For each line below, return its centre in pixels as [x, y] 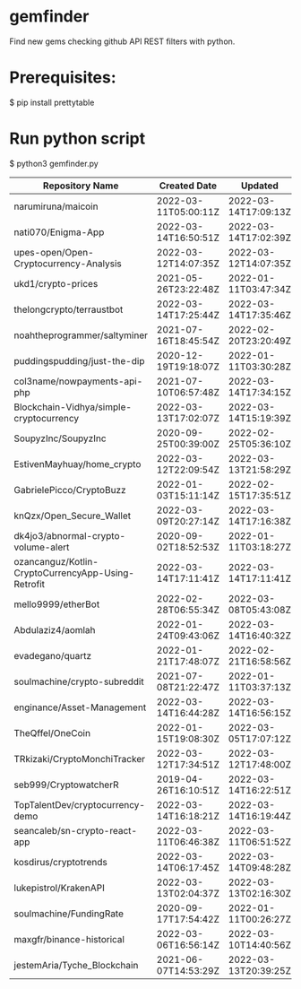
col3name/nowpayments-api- [78, 381]
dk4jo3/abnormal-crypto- [70, 535]
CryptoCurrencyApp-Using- [74, 573]
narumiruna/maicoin [56, 206]
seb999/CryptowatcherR [66, 785]
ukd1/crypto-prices [56, 283]
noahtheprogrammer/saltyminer [81, 335]
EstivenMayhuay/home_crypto [77, 464]
